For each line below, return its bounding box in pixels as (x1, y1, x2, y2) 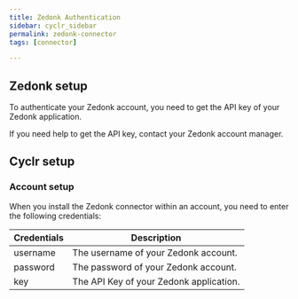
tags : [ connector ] (9, 37, 77, 47)
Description (130, 232, 182, 244)
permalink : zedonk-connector (9, 29, 117, 38)
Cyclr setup (9, 154, 75, 169)
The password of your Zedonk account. (72, 261, 237, 273)
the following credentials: (9, 210, 102, 221)
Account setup (9, 181, 74, 193)
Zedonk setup (9, 78, 89, 93)
